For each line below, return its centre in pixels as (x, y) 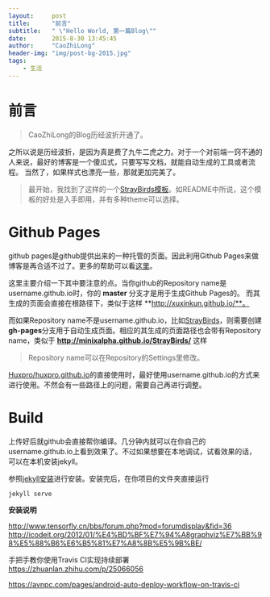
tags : (17, 61)
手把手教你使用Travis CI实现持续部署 (69, 559)
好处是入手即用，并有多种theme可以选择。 (113, 199)
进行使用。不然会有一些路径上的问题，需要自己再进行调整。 (107, 385)
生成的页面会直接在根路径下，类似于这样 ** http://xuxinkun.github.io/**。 (129, 303)
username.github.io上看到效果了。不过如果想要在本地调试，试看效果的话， (132, 451)
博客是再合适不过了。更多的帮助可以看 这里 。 (83, 265)
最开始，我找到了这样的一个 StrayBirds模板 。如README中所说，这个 (141, 189)
